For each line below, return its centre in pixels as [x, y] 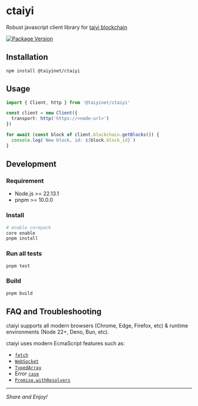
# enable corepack [29, 227]
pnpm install [22, 238]
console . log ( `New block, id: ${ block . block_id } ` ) [73, 140]
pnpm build [19, 293]
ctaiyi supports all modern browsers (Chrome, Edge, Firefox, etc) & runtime [97, 326]
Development [32, 164]
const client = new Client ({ [42, 113]
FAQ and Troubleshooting [54, 312]
